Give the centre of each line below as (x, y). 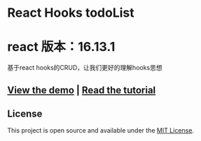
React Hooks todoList (71, 13)
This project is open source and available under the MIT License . (101, 131)
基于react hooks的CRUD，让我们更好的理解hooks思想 (85, 68)
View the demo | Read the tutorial (82, 90)
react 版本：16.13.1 (61, 47)
